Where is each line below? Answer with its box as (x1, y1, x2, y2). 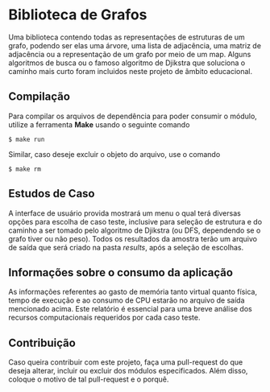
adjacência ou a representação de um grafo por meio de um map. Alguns (8, 49, 251, 59)
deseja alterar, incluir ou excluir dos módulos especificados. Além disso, (8, 366, 248, 376)
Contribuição (8, 336, 77, 349)
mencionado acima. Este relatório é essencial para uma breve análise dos (8, 304, 252, 314)
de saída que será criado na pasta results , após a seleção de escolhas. (8, 242, 244, 252)
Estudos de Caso (8, 187, 95, 200)
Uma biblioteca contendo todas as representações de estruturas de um (8, 32, 246, 42)
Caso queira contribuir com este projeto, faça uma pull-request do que (8, 357, 243, 367)
